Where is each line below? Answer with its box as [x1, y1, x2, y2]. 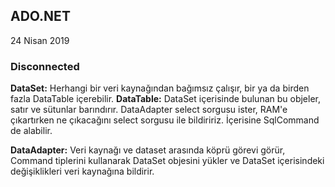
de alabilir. [10, 125, 53, 137]
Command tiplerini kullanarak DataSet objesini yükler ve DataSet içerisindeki [10, 155, 325, 167]
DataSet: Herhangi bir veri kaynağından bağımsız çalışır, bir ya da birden [10, 82, 310, 94]
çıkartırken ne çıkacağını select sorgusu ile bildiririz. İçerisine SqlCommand [10, 114, 320, 126]
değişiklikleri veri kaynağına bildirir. [10, 165, 155, 178]
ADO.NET [10, 8, 71, 25]
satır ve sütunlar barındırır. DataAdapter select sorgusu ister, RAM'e [10, 104, 288, 116]
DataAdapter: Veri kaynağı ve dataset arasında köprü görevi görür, [10, 144, 286, 156]
